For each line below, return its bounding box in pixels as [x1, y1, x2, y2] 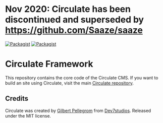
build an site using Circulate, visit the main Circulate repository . [5, 80, 134, 86]
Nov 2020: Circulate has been [5, 3, 131, 15]
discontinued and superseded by [5, 14, 144, 25]
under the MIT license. [5, 113, 51, 119]
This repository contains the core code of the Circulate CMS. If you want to [5, 74, 159, 80]
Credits [5, 94, 29, 103]
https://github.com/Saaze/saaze [5, 25, 143, 36]
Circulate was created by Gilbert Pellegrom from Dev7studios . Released [5, 108, 151, 114]
